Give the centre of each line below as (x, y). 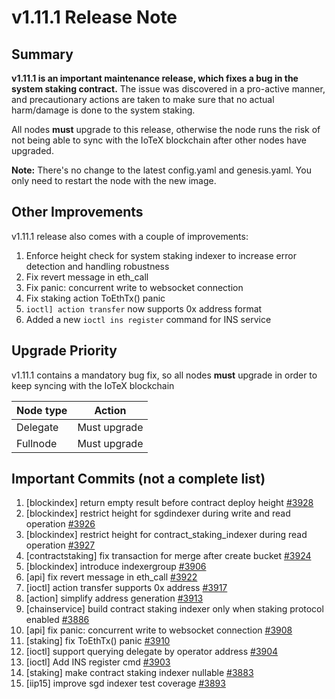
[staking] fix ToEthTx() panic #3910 (98, 641)
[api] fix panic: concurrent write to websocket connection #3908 (159, 630)
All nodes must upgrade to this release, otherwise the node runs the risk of (166, 129)
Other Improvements (77, 212)
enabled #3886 (57, 620)
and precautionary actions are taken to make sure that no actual (143, 99)
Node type (42, 410)
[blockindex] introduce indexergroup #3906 (116, 567)
